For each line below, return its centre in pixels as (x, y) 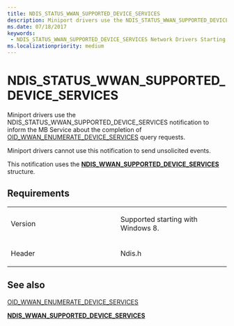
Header (23, 253)
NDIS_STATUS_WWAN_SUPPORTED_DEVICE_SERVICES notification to (108, 122)
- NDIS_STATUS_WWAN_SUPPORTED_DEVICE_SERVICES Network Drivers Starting (118, 40)
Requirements (38, 194)
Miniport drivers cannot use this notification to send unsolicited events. (109, 150)
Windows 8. (140, 228)
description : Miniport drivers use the (65, 20)
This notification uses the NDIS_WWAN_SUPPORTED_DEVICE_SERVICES (113, 164)
